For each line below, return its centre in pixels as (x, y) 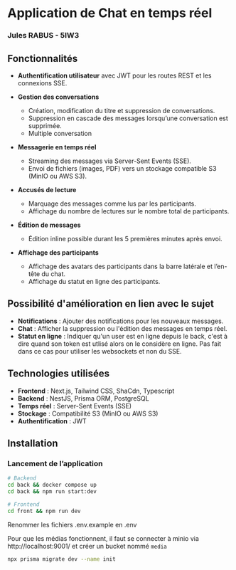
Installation (33, 443)
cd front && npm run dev (44, 511)
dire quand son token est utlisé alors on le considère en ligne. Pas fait (119, 344)
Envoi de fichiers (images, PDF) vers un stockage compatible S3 (122, 168)
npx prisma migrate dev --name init (61, 559)
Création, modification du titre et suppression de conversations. (122, 110)
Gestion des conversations (58, 97)
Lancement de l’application (55, 463)
